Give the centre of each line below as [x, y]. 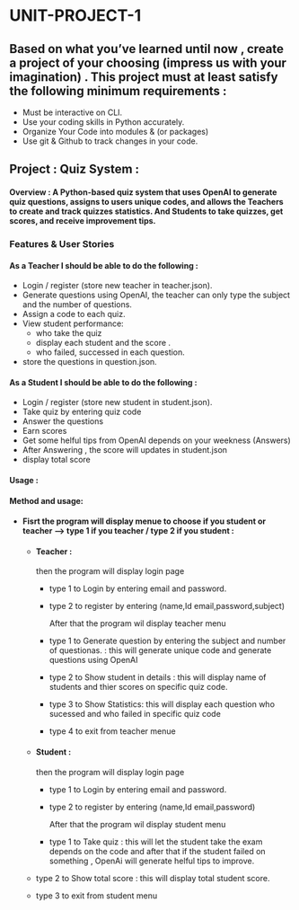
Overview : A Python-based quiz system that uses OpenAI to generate [143, 192]
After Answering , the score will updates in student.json [124, 450]
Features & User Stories [62, 243]
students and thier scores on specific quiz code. [138, 687]
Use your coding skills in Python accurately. [103, 122]
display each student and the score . [103, 343]
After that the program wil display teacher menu [137, 623]
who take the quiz [69, 333]
